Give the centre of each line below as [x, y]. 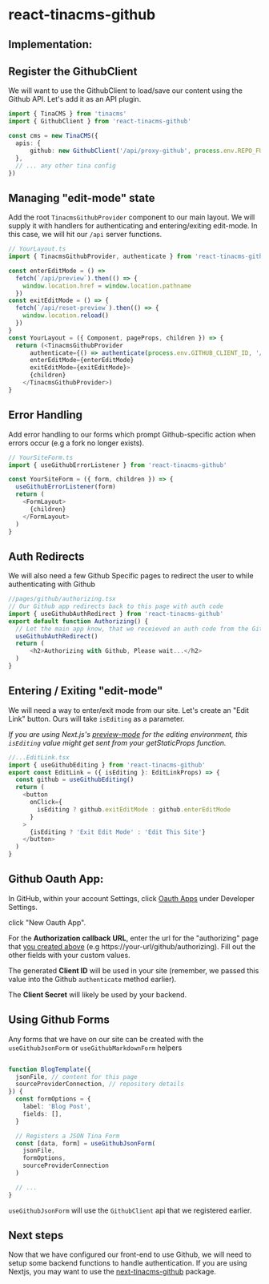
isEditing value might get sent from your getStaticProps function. [117, 743]
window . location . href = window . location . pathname [107, 286]
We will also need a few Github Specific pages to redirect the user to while [131, 576]
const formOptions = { [53, 1099]
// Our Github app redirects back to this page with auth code [116, 606]
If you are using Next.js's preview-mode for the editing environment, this [128, 734]
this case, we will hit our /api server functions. [85, 235]
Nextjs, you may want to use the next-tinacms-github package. [112, 1272]
